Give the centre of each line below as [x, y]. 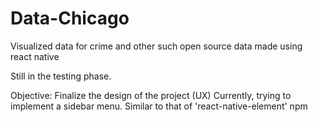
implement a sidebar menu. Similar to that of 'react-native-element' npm [159, 106]
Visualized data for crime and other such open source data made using [156, 46]
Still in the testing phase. [61, 76]
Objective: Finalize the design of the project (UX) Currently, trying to [151, 95]
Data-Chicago [70, 18]
